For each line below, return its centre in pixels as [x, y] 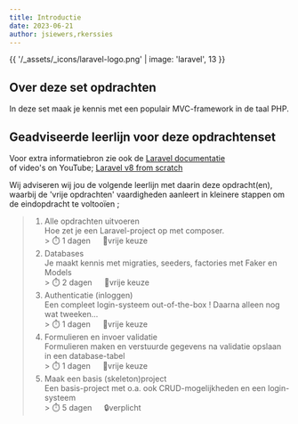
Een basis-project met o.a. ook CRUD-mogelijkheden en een [155, 388]
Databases [64, 253]
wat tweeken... [71, 314]
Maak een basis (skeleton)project [105, 379]
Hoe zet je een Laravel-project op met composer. [134, 231]
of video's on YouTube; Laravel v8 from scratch [96, 167]
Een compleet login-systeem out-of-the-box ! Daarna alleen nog [162, 305]
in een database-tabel [85, 356]
